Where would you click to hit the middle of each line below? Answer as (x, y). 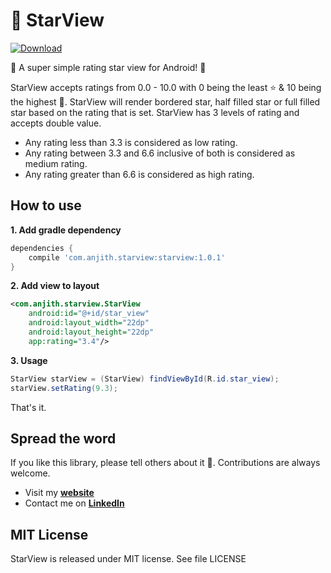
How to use (46, 205)
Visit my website (59, 493)
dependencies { (42, 248)
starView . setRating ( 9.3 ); (64, 388)
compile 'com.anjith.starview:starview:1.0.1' (127, 257)
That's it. (28, 407)
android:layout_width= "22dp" (89, 323)
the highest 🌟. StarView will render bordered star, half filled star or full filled (165, 101)
